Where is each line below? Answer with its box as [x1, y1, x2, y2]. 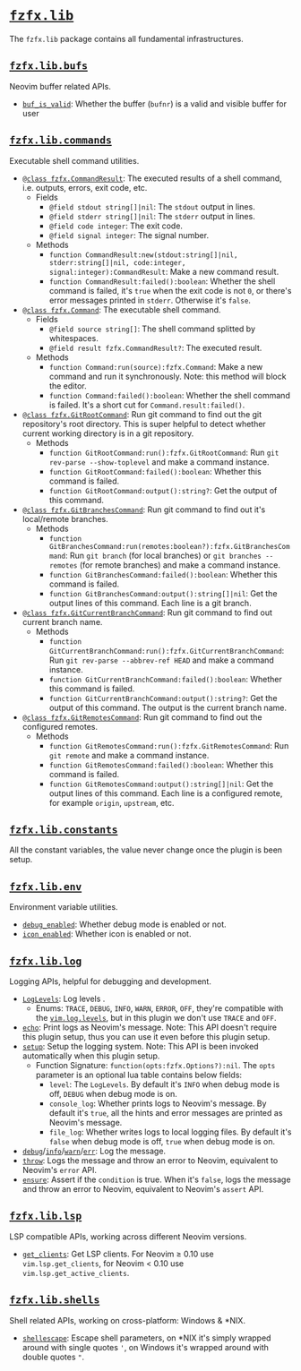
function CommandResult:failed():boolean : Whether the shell [48, 276, 276, 287]
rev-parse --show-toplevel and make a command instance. [48, 456, 270, 467]
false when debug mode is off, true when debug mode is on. [48, 1136, 276, 1146]
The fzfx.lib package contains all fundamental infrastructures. [9, 33, 244, 44]
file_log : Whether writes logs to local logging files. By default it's [48, 1127, 292, 1137]
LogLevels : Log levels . [21, 993, 106, 1004]
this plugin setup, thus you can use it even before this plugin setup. [21, 1032, 271, 1041]
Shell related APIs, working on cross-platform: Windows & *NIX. [9, 1315, 246, 1325]
